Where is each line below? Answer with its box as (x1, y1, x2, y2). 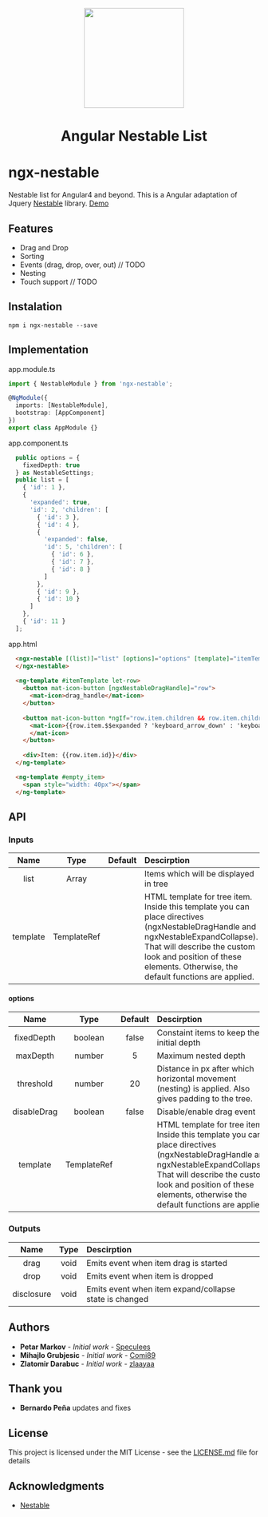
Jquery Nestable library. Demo (8, 198, 109, 208)
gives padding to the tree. (156, 1093, 253, 1104)
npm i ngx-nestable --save (8, 321, 98, 329)
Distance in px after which (156, 1064, 254, 1075)
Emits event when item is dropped (86, 1270, 214, 1281)
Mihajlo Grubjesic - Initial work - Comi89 (19, 1350, 156, 1359)
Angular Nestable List (61, 127, 207, 146)
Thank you (8, 1382, 62, 1395)
